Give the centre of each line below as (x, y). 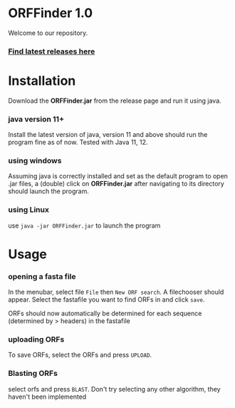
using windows (35, 160)
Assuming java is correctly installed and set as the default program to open (118, 176)
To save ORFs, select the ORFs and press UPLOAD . (80, 355)
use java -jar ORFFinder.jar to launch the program (84, 225)
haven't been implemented (47, 397)
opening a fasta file (42, 276)
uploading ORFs (36, 340)
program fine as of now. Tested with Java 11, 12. (78, 142)
